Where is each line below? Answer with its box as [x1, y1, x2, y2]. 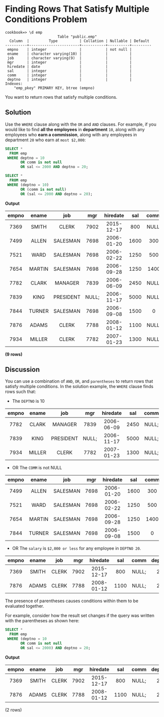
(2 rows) [5, 707, 22, 713]
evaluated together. [5, 603, 44, 609]
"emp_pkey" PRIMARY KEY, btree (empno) [14, 86, 95, 90]
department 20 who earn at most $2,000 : [5, 137, 86, 143]
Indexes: [5, 81, 23, 86]
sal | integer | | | [7, 68, 132, 73]
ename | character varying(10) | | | [7, 51, 132, 56]
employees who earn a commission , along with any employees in [5, 131, 137, 137]
